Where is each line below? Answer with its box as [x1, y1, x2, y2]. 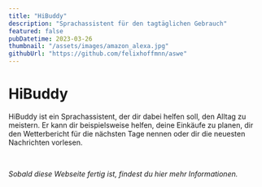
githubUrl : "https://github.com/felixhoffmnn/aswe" [8, 50, 187, 58]
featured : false [8, 27, 63, 35]
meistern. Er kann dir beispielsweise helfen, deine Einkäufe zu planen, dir [8, 120, 254, 130]
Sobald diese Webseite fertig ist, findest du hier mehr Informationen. [8, 168, 238, 179]
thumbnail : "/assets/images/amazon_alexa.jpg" [8, 42, 169, 50]
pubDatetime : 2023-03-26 [8, 34, 93, 43]
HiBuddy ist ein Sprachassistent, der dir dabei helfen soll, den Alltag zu [8, 111, 247, 121]
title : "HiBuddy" [8, 11, 68, 20]
